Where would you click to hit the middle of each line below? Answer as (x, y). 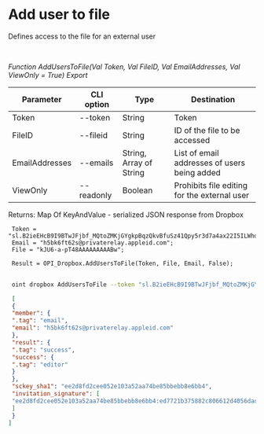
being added (198, 172)
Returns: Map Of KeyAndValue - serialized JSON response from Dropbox (126, 215)
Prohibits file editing (211, 185)
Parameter (42, 99)
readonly (95, 195)
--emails (96, 163)
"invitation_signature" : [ (56, 394)
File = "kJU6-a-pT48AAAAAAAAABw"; (68, 249)
